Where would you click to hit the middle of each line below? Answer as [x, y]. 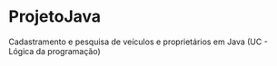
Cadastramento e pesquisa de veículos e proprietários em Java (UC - [138, 42]
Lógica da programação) [54, 51]
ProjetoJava [55, 17]
